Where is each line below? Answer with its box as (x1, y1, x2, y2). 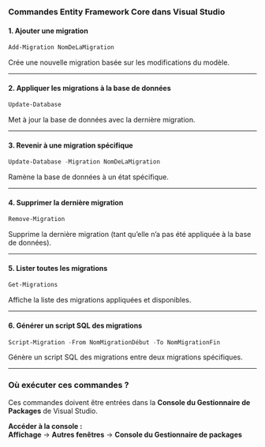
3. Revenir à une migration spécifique (8, 141, 133, 150)
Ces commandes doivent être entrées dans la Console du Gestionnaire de (8, 397, 251, 407)
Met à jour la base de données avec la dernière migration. (8, 115, 196, 125)
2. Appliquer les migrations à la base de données (8, 83, 171, 92)
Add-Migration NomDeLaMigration (8, 43, 114, 51)
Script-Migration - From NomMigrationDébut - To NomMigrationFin (8, 338, 221, 346)
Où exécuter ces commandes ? (8, 380, 129, 391)
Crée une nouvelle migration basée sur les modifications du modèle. (8, 58, 230, 67)
